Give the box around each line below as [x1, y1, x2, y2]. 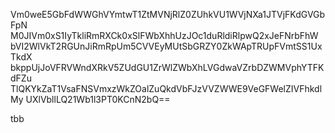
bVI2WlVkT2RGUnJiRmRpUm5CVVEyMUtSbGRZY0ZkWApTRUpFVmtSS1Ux [10, 40, 323, 52]
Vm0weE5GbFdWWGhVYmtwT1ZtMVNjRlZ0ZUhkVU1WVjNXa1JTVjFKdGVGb [10, 9, 326, 20]
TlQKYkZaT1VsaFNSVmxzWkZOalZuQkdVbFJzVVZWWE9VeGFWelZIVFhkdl [10, 83, 323, 94]
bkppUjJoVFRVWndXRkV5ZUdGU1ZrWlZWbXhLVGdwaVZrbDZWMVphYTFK [10, 62, 325, 73]
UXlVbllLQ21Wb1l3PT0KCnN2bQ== [25, 94, 171, 105]
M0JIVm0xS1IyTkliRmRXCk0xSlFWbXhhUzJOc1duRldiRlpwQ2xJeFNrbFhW [10, 30, 319, 41]
